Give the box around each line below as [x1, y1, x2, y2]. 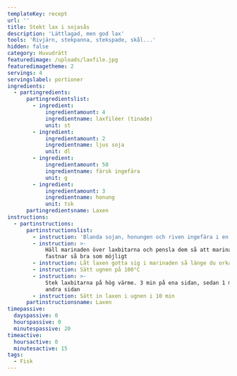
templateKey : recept [7, 10, 68, 18]
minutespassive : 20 [13, 325, 71, 332]
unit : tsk [44, 200, 74, 208]
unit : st [44, 121, 71, 129]
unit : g [44, 174, 68, 181]
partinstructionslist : [25, 226, 93, 234]
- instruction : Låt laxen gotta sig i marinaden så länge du [32, 260, 217, 267]
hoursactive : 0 [13, 338, 59, 346]
